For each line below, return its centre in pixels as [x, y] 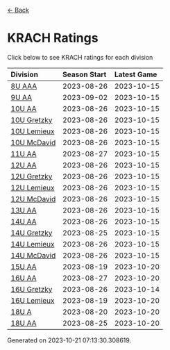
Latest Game [136, 74]
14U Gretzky [32, 233]
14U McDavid [33, 255]
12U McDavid [33, 199]
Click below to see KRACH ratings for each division [80, 57]
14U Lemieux [33, 244]
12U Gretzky [32, 176]
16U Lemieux [33, 300]
